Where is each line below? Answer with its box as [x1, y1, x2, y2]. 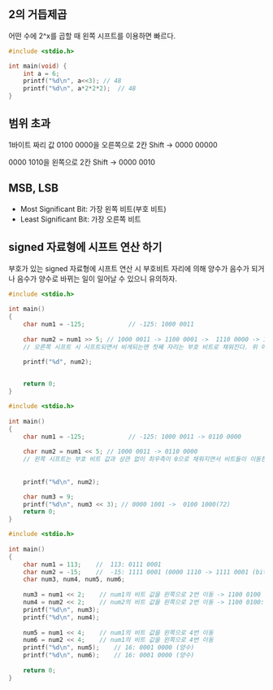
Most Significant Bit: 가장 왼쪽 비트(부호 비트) [19, 204, 167, 213]
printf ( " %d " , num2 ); [23, 358, 93, 367]
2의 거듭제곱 [8, 7, 67, 22]
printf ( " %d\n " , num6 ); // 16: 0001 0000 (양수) [23, 651, 195, 660]
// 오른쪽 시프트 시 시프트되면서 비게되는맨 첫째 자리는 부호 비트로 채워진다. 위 [23, 343, 258, 351]
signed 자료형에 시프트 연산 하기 [8, 240, 162, 254]
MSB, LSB [8, 182, 59, 196]
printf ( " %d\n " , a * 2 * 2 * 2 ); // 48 [23, 85, 136, 93]
